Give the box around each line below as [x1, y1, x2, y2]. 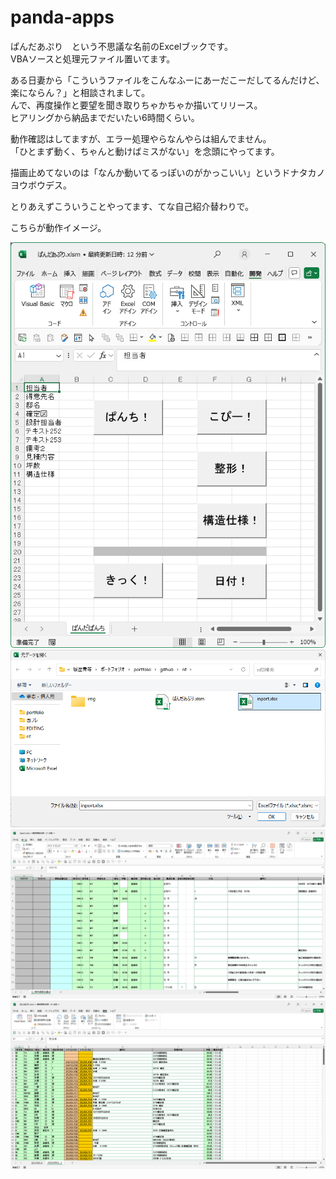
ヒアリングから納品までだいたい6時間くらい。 [10, 111, 200, 123]
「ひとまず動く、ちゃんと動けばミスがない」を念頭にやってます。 [10, 145, 280, 157]
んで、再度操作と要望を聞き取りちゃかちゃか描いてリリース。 [10, 99, 263, 111]
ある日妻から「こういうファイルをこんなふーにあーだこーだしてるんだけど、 [10, 74, 325, 86]
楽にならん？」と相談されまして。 [10, 86, 151, 98]
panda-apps [10, 6, 115, 29]
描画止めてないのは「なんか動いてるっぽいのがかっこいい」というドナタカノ [10, 166, 326, 178]
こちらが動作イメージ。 [10, 221, 107, 233]
